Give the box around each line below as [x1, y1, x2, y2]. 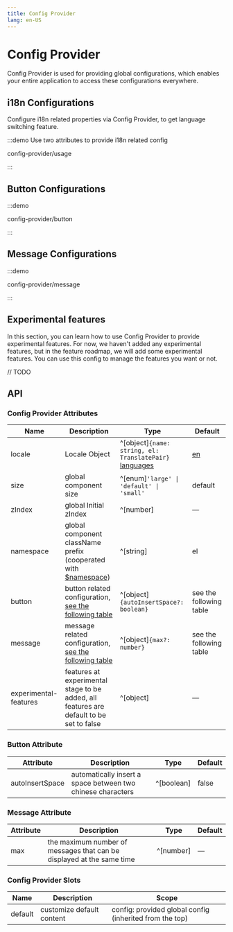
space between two [71, 778, 136, 788]
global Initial [64, 501, 104, 510]
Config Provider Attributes [7, 408, 98, 418]
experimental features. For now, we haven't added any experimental [7, 339, 202, 347]
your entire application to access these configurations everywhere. [7, 77, 199, 85]
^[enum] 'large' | [119, 474, 179, 483]
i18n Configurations [7, 96, 95, 108]
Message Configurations [7, 248, 117, 260]
